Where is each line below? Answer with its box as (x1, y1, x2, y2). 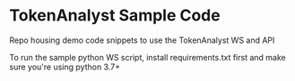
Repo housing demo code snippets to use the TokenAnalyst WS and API (9, 35, 275, 45)
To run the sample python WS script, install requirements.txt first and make (9, 52, 286, 62)
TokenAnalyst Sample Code (9, 5, 221, 26)
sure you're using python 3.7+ (9, 61, 121, 72)
